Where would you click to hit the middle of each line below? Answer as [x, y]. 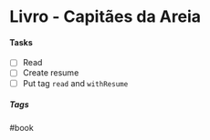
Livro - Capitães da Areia [105, 17]
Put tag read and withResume [75, 83]
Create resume [51, 73]
